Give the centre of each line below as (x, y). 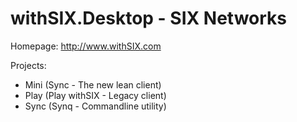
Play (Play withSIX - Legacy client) (95, 95)
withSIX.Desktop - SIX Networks (149, 18)
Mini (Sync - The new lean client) (93, 84)
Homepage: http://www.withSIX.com (86, 46)
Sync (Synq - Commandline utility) (95, 106)
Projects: (28, 65)
